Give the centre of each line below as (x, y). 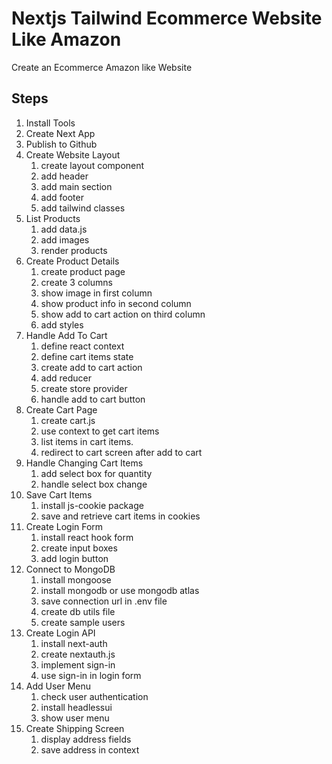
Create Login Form (64, 526)
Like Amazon (66, 39)
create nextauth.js (78, 654)
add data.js (64, 229)
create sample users (83, 622)
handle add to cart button (93, 399)
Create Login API (60, 633)
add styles (62, 324)
